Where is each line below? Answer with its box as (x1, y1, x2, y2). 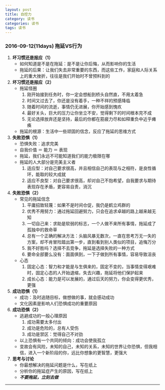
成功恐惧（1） (12, 288, 40, 294)
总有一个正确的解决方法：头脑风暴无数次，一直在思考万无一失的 (27, 233, 156, 239)
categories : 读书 (5, 21, 39, 26)
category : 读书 (5, 16, 35, 21)
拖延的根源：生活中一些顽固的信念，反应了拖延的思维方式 (19, 128, 136, 134)
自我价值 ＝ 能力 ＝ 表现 (19, 147, 68, 153)
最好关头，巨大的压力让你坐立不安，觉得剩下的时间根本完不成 (27, 110, 152, 116)
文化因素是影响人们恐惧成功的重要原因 (19, 300, 97, 306)
